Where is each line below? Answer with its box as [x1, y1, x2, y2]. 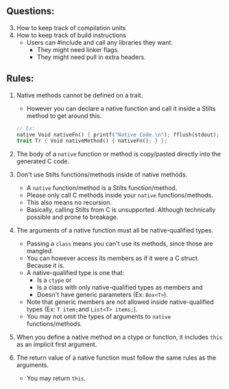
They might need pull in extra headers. [36, 53, 146, 61]
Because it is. [26, 261, 65, 270]
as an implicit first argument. [16, 340, 97, 349]
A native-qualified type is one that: [26, 269, 125, 277]
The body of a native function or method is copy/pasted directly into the [16, 150, 221, 158]
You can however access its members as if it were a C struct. [26, 254, 200, 263]
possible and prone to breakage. [26, 213, 119, 222]
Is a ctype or [36, 276, 72, 284]
